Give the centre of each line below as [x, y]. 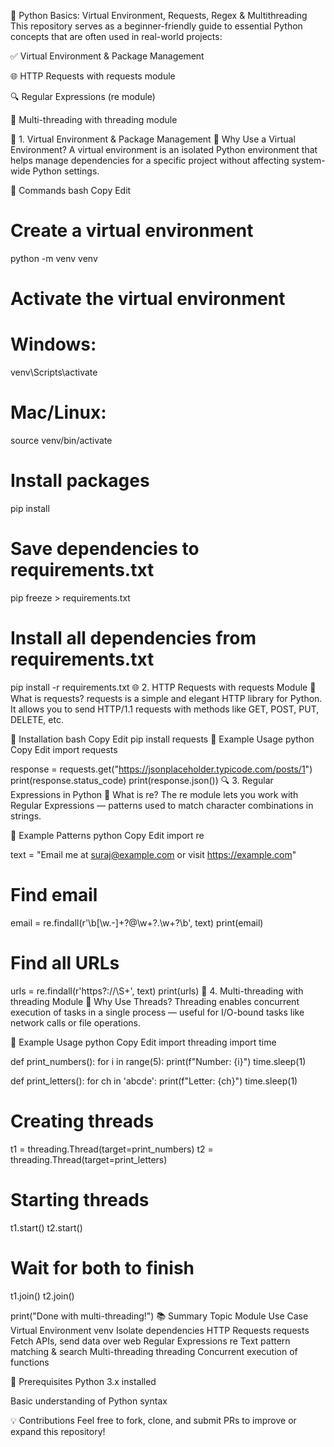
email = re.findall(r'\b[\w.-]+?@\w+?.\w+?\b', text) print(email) [137, 922]
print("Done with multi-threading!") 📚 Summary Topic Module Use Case [159, 1316]
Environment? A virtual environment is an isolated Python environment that [164, 149]
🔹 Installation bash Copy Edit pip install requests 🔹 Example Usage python [162, 739]
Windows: [53, 344]
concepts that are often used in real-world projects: [116, 36]
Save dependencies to [105, 549]
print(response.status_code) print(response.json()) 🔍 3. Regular [142, 780]
